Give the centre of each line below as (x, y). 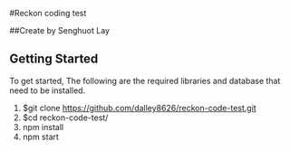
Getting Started (54, 59)
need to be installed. (48, 90)
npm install (43, 127)
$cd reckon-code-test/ (65, 118)
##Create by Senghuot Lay (60, 30)
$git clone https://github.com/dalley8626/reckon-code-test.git (139, 108)
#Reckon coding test (48, 13)
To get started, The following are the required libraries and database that (145, 80)
